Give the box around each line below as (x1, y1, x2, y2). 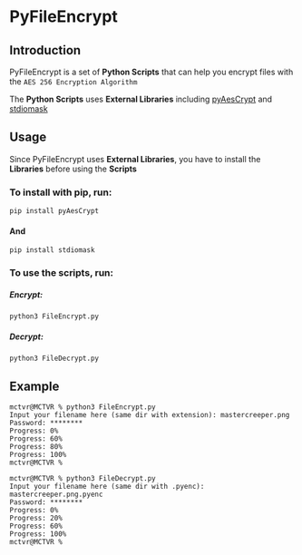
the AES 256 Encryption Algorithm (9, 76, 138, 87)
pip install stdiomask (9, 246, 95, 255)
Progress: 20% (9, 513, 63, 522)
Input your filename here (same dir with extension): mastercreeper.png (9, 410, 290, 419)
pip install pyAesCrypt (9, 207, 100, 216)
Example (9, 378, 60, 394)
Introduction (9, 43, 82, 58)
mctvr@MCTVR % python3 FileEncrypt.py (9, 402, 156, 412)
